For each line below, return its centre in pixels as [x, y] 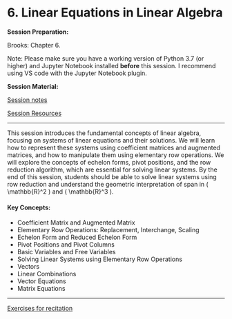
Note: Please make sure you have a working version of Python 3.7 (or [106, 58]
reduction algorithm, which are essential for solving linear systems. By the [112, 169]
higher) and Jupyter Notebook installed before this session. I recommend [112, 65]
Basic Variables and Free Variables [66, 252]
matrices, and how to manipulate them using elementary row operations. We [116, 155]
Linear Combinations [47, 274]
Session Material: [33, 86]
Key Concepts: [29, 207]
